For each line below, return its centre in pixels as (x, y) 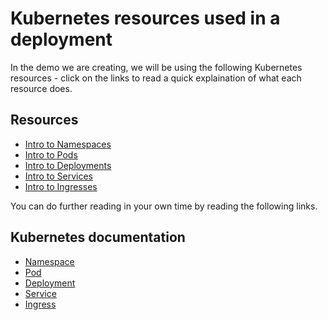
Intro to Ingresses (61, 186)
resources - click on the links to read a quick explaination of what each (156, 78)
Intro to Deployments (68, 165)
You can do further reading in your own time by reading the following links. (164, 206)
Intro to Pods (51, 154)
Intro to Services (58, 176)
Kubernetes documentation (98, 237)
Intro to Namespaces (68, 144)
